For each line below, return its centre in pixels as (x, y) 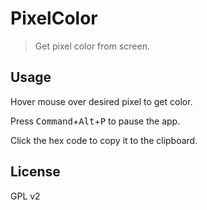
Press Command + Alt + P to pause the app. (95, 121)
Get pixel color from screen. (92, 46)
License (35, 172)
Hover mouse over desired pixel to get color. (101, 101)
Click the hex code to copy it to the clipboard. (104, 140)
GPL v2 (25, 196)
